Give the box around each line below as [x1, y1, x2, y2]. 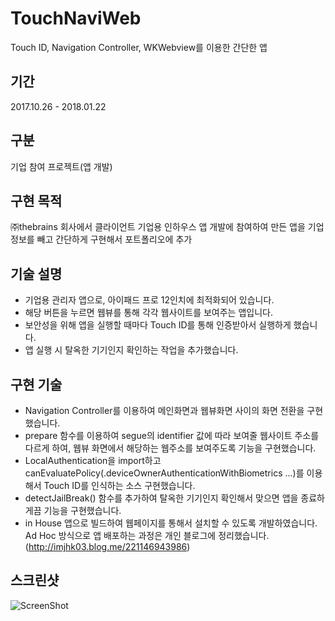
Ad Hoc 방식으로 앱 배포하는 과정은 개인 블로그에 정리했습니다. [24, 530, 270, 541]
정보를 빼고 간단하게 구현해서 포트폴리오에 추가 [10, 233, 193, 246]
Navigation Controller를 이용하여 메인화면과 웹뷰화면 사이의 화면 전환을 [24, 405, 305, 416]
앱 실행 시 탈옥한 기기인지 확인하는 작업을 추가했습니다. [24, 344, 239, 356]
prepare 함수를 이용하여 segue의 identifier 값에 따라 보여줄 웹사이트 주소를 [24, 430, 320, 441]
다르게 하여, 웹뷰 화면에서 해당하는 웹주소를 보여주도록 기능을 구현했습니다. [24, 442, 317, 454]
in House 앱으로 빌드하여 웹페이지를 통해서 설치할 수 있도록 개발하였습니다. [24, 517, 318, 529]
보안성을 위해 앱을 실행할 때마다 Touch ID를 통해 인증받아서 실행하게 [24, 319, 292, 331]
